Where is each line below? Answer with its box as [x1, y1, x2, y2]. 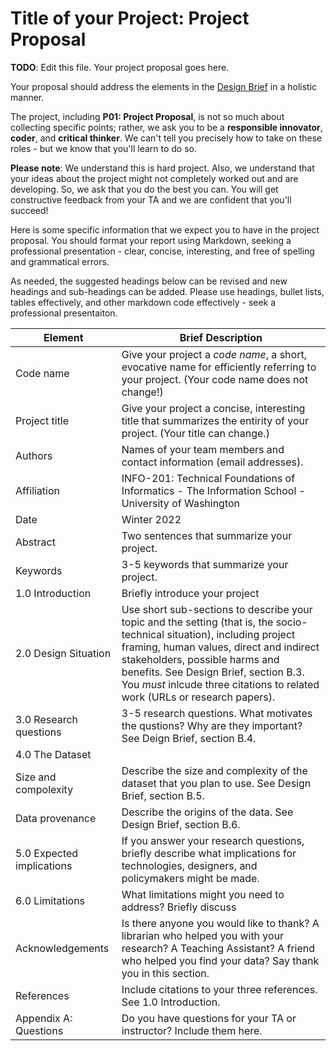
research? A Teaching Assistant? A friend [121, 941, 316, 955]
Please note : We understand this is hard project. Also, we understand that [10, 162, 315, 174]
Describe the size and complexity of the [121, 763, 308, 777]
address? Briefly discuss [121, 900, 237, 914]
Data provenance [15, 811, 97, 825]
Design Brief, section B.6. [121, 817, 241, 831]
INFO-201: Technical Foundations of [121, 471, 296, 485]
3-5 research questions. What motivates [121, 706, 313, 720]
